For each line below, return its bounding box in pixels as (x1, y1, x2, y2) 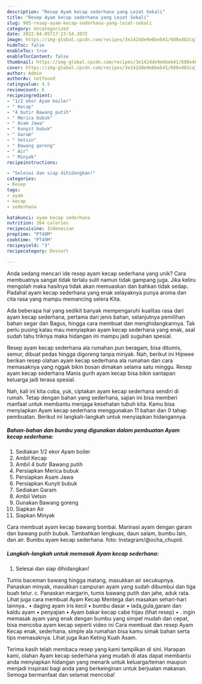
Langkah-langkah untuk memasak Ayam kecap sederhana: (7, 550, 159, 557)
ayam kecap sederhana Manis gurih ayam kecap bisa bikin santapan (7, 370, 176, 377)
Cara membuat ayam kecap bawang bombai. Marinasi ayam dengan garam (7, 523, 192, 531)
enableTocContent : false (7, 53, 69, 59)
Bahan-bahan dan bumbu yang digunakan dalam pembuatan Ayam (7, 427, 180, 434)
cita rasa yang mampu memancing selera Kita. (7, 295, 122, 302)
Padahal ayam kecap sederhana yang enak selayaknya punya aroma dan (7, 289, 186, 296)
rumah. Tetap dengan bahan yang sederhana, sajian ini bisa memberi (7, 394, 177, 401)
